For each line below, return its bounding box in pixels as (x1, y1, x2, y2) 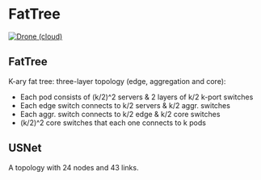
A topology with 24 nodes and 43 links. (8, 162, 139, 172)
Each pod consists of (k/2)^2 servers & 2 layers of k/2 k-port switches (19, 92, 254, 102)
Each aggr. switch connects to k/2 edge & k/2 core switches (19, 109, 221, 119)
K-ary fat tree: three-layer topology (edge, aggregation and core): (8, 76, 226, 86)
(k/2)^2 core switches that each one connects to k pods (19, 118, 206, 128)
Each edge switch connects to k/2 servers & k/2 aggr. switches (19, 100, 230, 110)
